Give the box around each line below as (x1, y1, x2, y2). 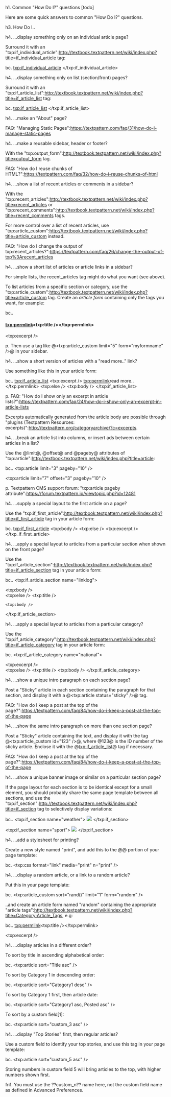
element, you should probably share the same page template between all (5, 790, 159, 796)
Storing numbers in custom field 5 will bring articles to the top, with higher (5, 1066, 161, 1072)
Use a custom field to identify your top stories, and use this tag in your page (5, 1041, 165, 1047)
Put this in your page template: (5, 882, 70, 888)
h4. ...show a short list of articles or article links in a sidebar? (5, 264, 133, 270)
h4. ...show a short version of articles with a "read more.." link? (5, 358, 137, 364)
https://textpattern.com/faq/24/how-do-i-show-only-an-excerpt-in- (19, 398, 162, 405)
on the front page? (5, 546, 44, 553)
